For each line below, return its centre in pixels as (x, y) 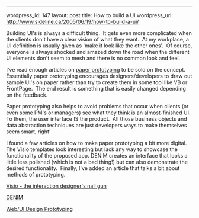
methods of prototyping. (36, 174)
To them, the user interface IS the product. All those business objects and (97, 119)
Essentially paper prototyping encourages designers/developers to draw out (99, 76)
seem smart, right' (28, 132)
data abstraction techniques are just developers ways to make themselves (97, 125)
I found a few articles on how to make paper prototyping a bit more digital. (97, 143)
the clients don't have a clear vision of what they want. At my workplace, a (98, 39)
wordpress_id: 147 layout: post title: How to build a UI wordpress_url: (90, 15)
